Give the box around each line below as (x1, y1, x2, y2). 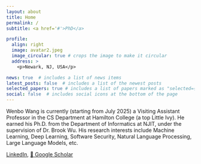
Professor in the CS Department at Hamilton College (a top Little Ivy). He (6, 114, 185, 121)
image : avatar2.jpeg (11, 47, 63, 54)
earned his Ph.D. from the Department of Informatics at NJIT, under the (6, 120, 182, 127)
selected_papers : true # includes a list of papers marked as (6, 86, 165, 92)
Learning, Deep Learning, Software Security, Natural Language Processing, (6, 133, 192, 140)
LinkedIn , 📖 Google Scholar (6, 151, 74, 158)
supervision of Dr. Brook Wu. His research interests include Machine (6, 126, 175, 134)
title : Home (6, 14, 36, 20)
